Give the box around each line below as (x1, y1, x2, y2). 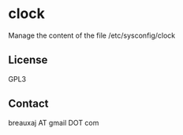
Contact (8, 97, 49, 111)
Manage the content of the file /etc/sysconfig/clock (8, 31, 176, 40)
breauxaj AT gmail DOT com (8, 118, 99, 127)
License (8, 53, 48, 67)
